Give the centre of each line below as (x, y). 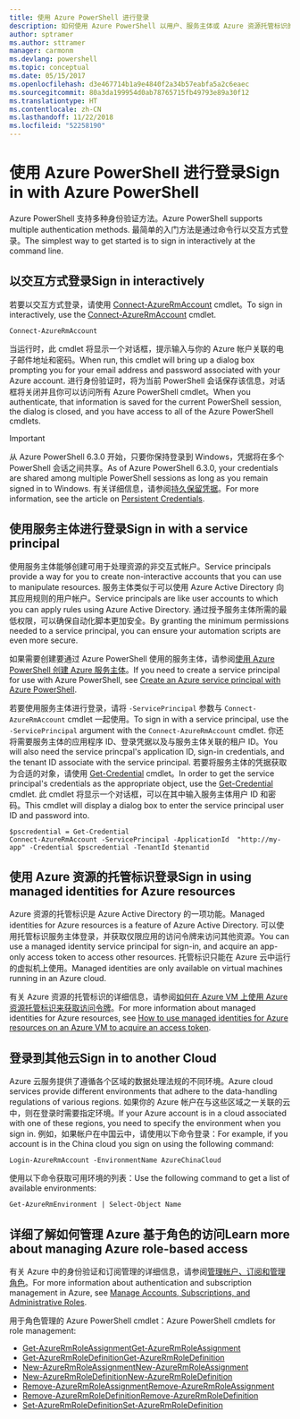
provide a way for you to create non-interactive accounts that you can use (146, 576)
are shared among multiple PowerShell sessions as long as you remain (139, 478)
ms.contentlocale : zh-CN (55, 109)
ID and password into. (50, 815)
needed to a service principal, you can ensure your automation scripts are (145, 630)
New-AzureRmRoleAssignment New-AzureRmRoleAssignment (135, 1367)
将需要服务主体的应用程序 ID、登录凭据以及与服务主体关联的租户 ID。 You (144, 741)
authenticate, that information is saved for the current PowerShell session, (146, 402)
